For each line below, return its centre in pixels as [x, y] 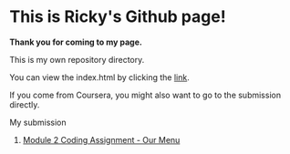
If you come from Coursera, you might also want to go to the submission [145, 95]
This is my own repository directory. [77, 59]
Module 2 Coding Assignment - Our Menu [101, 139]
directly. [25, 104]
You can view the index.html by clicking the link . [99, 77]
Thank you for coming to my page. [76, 42]
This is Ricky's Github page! [118, 17]
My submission [38, 122]
